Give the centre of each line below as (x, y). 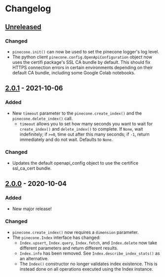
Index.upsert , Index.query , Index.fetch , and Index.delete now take (88, 242)
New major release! (32, 209)
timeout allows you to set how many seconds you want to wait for (86, 124)
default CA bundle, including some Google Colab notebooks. (74, 73)
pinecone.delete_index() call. (42, 118)
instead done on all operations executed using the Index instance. (86, 269)
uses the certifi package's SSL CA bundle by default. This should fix (81, 62)
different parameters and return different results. (69, 248)
